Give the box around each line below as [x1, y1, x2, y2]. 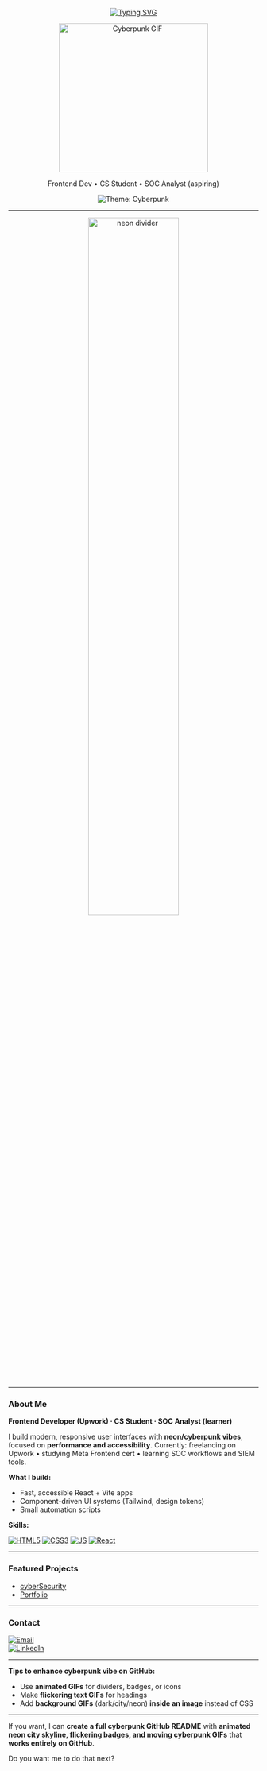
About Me [8, 1398, 48, 1409]
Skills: [8, 1521, 29, 1530]
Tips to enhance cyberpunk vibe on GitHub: [8, 1666, 156, 1676]
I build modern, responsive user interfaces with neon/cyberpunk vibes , [8, 1432, 244, 1442]
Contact [8, 1617, 41, 1628]
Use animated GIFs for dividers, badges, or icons [19, 1681, 182, 1691]
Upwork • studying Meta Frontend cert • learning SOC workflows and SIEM [8, 1449, 256, 1459]
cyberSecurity [19, 1581, 67, 1591]
